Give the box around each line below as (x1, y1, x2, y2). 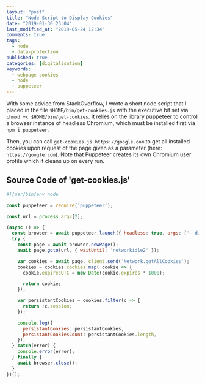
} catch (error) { (12, 343, 56, 349)
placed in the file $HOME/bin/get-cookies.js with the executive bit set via (6, 107, 189, 113)
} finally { (12, 354, 43, 360)
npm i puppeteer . (6, 126, 49, 133)
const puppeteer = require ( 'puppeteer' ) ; (6, 202, 113, 208)
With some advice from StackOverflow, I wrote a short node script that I (6, 100, 187, 107)
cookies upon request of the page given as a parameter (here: (6, 145, 163, 151)
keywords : (6, 66, 32, 72)
